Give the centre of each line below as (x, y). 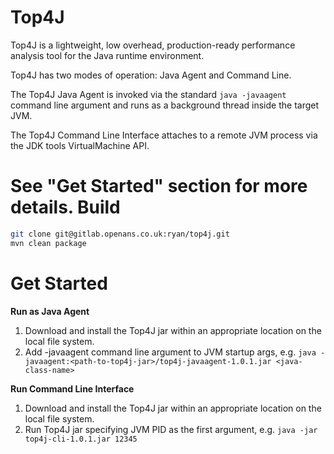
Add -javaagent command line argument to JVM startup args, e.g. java (170, 352)
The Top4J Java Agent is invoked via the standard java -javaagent (148, 94)
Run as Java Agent (50, 311)
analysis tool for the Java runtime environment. (107, 55)
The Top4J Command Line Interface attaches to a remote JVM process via (164, 135)
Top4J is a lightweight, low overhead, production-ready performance (153, 45)
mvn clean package (48, 243)
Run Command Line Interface (72, 388)
